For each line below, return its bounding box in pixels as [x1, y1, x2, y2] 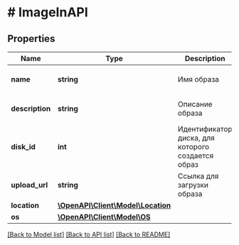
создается [177, 151, 214, 160]
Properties [7, 33, 55, 45]
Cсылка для [177, 171, 219, 181]
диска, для [177, 133, 215, 143]
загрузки [177, 180, 208, 190]
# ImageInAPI [7, 4, 89, 21]
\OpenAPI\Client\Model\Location [57, 200, 171, 210]
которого [177, 142, 210, 151]
